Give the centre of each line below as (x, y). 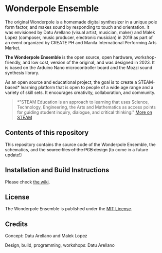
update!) (14, 155)
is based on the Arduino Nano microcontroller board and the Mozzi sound (79, 67)
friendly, (13, 62)
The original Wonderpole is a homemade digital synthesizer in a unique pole (81, 22)
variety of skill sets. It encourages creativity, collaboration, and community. (80, 92)
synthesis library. (22, 72)
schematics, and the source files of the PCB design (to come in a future (77, 149)
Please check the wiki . (27, 182)
